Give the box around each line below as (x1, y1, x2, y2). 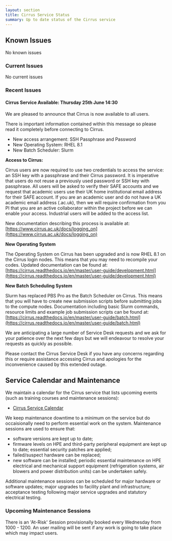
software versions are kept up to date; (12, 436, 93, 442)
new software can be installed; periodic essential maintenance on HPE (12, 458, 161, 464)
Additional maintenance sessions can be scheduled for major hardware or (5, 478, 161, 484)
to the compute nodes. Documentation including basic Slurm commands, (5, 303, 159, 310)
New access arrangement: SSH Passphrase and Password (12, 136, 136, 142)
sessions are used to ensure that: (5, 426, 76, 432)
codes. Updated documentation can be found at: (5, 262, 108, 268)
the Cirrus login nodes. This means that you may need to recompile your (5, 256, 158, 263)
